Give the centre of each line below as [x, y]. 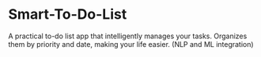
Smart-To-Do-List [68, 14]
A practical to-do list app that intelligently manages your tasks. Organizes [128, 36]
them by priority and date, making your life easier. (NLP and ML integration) [131, 44]
